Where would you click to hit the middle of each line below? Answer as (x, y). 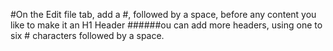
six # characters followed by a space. (87, 35)
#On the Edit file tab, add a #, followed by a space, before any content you (163, 14)
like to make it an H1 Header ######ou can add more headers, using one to (166, 25)
